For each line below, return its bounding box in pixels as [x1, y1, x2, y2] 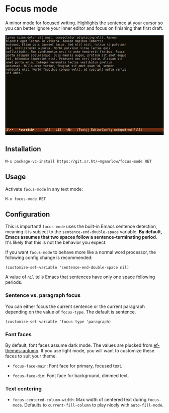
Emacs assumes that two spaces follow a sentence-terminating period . [5, 234, 157, 240]
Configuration [5, 210, 50, 219]
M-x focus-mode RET [5, 196, 46, 201]
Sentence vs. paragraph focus [5, 292, 81, 299]
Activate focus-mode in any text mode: [5, 186, 83, 192]
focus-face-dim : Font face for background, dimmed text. [12, 372, 129, 379]
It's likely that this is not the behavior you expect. [5, 239, 107, 245]
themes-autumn [5, 347, 39, 353]
